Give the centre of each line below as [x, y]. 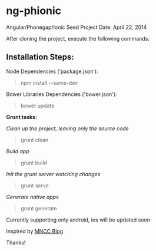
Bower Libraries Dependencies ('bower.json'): [62, 94]
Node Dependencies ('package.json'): [52, 71]
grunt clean [34, 140]
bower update [37, 105]
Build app [18, 151]
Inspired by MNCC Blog [35, 231]
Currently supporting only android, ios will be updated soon [78, 220]
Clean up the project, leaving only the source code [68, 128]
